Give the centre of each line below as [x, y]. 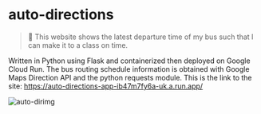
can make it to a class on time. [78, 45]
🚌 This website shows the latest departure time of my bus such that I [140, 37]
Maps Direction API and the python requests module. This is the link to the [130, 77]
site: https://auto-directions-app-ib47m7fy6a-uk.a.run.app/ [106, 86]
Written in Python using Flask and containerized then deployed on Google [129, 61]
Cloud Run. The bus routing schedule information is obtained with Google [129, 69]
